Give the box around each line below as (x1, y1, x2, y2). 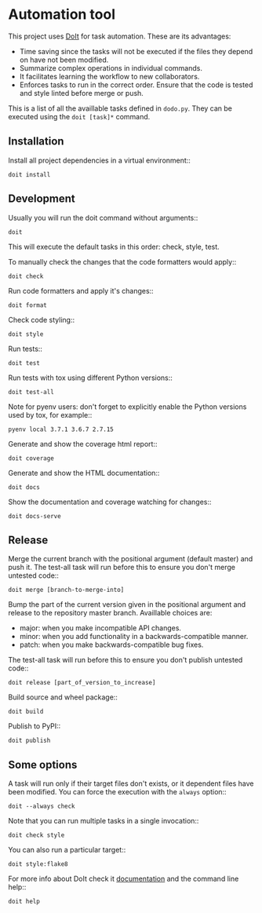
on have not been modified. (19, 55, 109, 64)
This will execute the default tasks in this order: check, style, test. (8, 242, 220, 251)
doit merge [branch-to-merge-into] (8, 586, 125, 594)
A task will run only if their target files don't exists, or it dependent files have (8, 779, 254, 788)
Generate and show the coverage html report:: (8, 439, 158, 448)
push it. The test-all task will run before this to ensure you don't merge (8, 563, 235, 572)
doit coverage (8, 454, 55, 462)
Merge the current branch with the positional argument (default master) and (8, 554, 253, 564)
